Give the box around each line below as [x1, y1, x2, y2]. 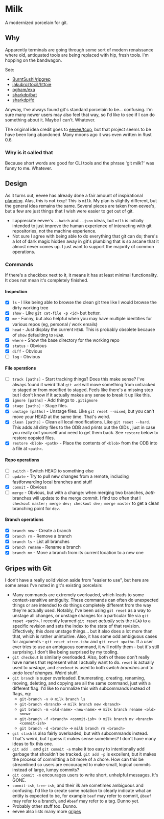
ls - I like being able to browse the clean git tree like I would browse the [12, 300, 157, 305]
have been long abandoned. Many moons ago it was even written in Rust [5, 131, 152, 138]
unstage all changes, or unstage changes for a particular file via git [12, 613, 149, 619]
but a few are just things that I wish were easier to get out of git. [5, 208, 134, 214]
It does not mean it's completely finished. [5, 278, 89, 283]
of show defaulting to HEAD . [12, 332, 65, 338]
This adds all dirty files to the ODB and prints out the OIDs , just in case [12, 424, 156, 430]
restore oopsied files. [12, 435, 55, 441]
